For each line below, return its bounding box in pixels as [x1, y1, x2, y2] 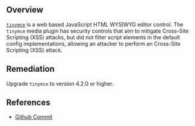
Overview [6, 5, 44, 15]
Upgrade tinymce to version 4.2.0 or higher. [6, 80, 114, 87]
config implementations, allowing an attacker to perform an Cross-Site [6, 40, 181, 47]
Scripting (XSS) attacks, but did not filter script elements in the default [6, 33, 181, 41]
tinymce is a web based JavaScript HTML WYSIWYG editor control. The [6, 20, 184, 28]
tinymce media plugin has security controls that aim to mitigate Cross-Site [6, 27, 189, 34]
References [6, 98, 51, 108]
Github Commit [14, 113, 53, 121]
